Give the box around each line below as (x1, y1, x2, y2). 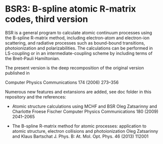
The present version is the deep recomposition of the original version (5, 64, 144, 71)
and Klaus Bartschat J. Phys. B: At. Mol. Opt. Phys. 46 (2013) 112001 (12, 133, 149, 139)
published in (5, 70, 30, 76)
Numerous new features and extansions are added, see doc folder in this (5, 89, 152, 95)
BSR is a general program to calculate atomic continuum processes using (5, 30, 152, 35)
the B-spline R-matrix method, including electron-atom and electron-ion (5, 35, 150, 41)
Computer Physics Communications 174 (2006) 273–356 (5, 79, 119, 85)
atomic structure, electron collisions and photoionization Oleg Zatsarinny (12, 128, 159, 134)
